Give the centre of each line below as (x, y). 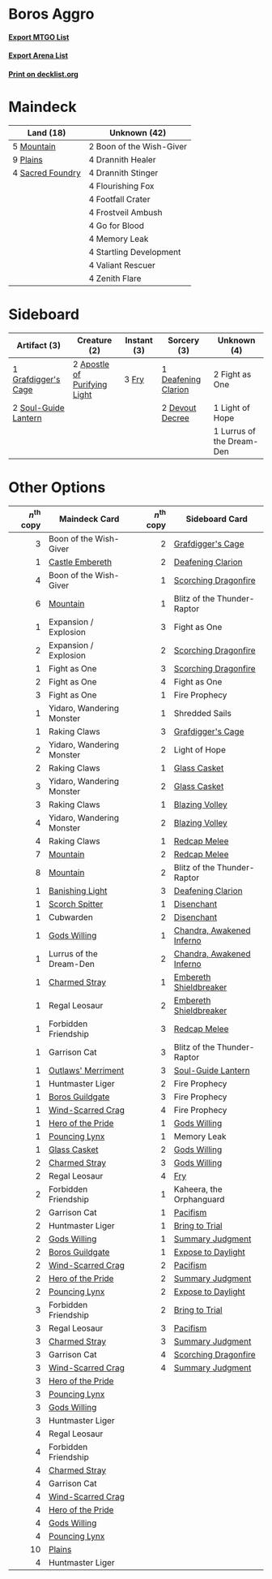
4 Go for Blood (116, 226)
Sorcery (184, 340)
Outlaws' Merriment (86, 1071)
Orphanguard (199, 1200)
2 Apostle (91, 364)
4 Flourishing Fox (121, 186)
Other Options (57, 488)
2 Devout (179, 408)
